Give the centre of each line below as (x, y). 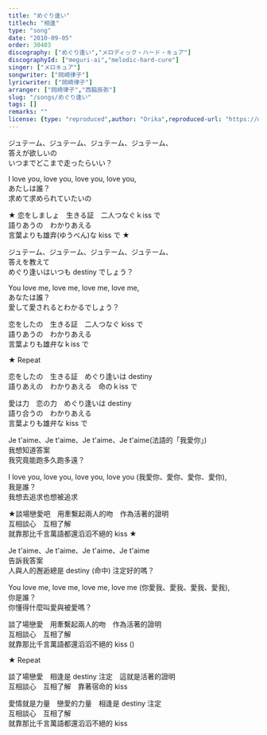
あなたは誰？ (29, 297)
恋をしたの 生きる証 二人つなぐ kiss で (76, 324)
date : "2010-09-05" (41, 38)
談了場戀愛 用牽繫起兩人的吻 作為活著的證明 (85, 624)
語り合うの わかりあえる (50, 413)
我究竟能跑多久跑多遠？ (46, 459)
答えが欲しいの (33, 153)
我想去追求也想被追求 (43, 497)
